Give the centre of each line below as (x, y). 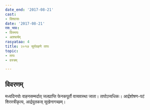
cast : (11, 14)
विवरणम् (14, 84)
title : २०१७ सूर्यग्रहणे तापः (27, 46)
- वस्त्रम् (11, 60)
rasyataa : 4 (17, 42)
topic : (12, 51)
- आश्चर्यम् (13, 37)
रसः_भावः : (12, 28)
